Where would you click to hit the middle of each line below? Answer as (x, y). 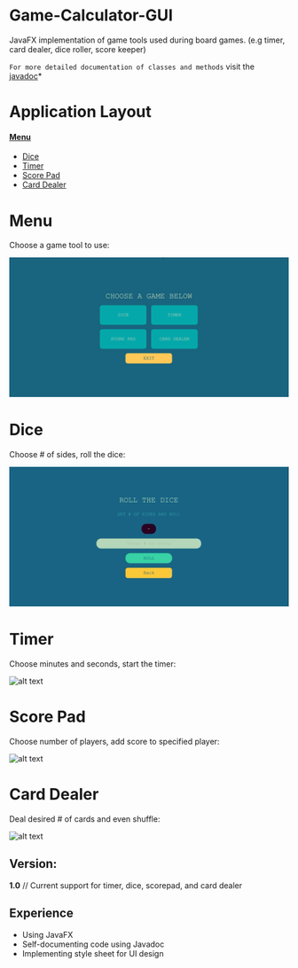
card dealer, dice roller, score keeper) (78, 49)
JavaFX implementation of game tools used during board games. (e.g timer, (147, 40)
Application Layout (81, 112)
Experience (41, 913)
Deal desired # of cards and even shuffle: (85, 819)
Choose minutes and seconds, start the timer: (93, 664)
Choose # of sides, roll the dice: (67, 455)
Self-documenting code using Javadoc (93, 944)
